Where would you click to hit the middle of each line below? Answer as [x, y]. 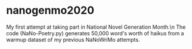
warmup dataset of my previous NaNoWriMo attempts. [73, 39]
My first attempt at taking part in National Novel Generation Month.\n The [96, 27]
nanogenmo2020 [50, 10]
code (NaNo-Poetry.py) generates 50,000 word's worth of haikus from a [95, 33]
